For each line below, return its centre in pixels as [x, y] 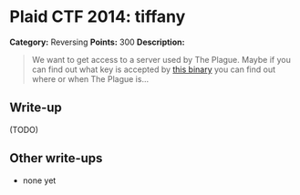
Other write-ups [56, 158]
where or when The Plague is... [90, 78]
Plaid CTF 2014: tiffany [98, 17]
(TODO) [24, 129]
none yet [39, 180]
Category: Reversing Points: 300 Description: [97, 42]
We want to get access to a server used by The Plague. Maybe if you [161, 59]
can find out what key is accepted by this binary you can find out [154, 69]
